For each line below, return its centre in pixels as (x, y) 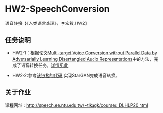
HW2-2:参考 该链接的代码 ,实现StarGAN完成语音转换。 (66, 75)
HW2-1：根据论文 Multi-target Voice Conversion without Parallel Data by (85, 53)
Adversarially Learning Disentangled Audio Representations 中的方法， (83, 59)
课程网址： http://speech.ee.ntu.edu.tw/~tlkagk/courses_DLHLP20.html (77, 105)
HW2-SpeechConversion (58, 9)
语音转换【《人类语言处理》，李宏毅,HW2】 (47, 23)
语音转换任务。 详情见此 (45, 65)
